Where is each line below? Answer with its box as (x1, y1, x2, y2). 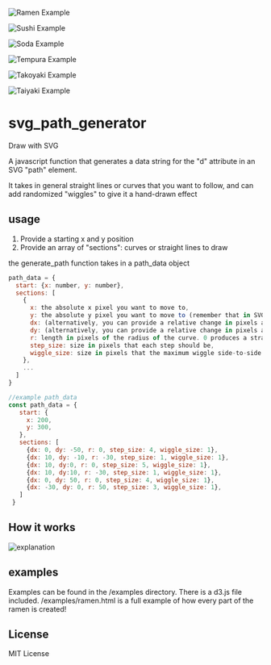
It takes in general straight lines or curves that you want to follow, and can (8, 180, 254, 190)
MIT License (8, 649, 50, 659)
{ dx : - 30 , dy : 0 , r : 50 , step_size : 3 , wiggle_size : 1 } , (26, 483, 222, 491)
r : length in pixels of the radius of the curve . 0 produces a (29, 333, 248, 342)
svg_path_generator (8, 114, 147, 132)
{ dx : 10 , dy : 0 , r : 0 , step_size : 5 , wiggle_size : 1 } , (26, 461, 211, 469)
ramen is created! (8, 604, 67, 613)
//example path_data (8, 393, 78, 401)
